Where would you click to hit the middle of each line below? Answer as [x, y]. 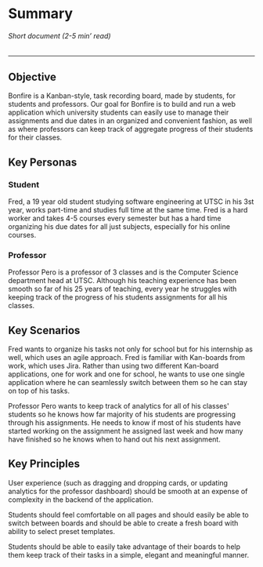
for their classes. [35, 137]
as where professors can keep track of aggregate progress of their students [131, 129]
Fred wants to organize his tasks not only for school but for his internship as [130, 349]
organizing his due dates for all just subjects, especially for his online [119, 226]
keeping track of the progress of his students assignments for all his [118, 297]
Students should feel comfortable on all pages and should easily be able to [128, 514]
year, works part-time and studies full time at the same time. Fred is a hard [128, 209]
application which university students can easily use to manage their [119, 113]
